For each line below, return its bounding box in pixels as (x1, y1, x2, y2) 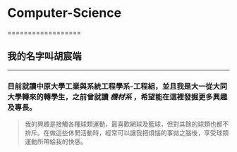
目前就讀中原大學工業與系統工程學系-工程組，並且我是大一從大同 (7, 81, 228, 91)
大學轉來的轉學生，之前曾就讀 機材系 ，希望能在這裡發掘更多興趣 (7, 91, 228, 101)
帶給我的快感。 (43, 137, 87, 146)
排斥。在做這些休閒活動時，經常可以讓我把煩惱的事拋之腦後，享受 (24, 129, 217, 137)
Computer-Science (7, 5, 122, 21)
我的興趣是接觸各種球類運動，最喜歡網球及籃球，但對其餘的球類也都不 (24, 120, 229, 128)
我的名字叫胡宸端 (7, 51, 82, 63)
